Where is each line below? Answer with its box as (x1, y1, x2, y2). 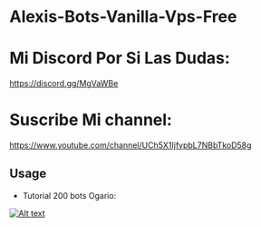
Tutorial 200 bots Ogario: (22, 190, 117, 201)
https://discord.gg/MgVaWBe (9, 78, 119, 89)
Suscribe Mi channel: (9, 110, 172, 131)
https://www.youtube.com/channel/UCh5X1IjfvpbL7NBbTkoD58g (9, 140, 252, 151)
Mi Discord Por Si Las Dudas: (9, 48, 231, 69)
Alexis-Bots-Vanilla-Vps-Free (9, 6, 237, 27)
